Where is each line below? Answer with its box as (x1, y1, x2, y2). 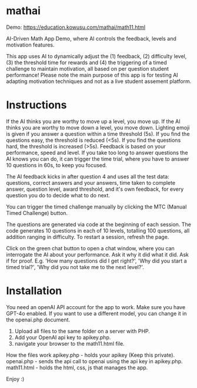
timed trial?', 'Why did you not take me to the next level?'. (6, 263, 144, 270)
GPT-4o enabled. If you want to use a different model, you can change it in (6, 310, 187, 317)
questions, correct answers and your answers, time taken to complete (6, 179, 175, 186)
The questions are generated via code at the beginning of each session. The (6, 221, 191, 228)
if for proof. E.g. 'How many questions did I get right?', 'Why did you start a (6, 257, 187, 264)
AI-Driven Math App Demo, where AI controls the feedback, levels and (6, 35, 176, 42)
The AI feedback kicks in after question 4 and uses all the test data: (6, 173, 169, 180)
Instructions (6, 98, 67, 112)
